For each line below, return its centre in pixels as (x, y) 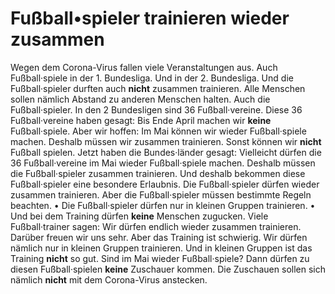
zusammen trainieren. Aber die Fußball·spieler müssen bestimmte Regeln (161, 194)
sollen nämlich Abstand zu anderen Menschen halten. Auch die (140, 99)
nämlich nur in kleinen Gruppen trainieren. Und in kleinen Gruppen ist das (161, 248)
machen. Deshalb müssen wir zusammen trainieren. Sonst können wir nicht (166, 141)
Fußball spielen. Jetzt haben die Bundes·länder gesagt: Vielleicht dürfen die (166, 152)
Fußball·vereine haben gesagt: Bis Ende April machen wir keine (141, 120)
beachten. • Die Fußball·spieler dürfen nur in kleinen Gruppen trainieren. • (163, 205)
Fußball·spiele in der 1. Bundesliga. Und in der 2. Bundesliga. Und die (152, 78)
